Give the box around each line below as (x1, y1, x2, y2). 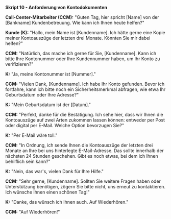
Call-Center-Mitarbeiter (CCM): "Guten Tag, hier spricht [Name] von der (5, 14, 159, 20)
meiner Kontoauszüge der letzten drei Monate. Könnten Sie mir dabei (5, 35, 151, 41)
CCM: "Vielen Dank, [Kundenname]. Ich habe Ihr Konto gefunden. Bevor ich (5, 81, 165, 87)
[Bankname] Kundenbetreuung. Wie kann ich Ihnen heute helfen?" (5, 20, 144, 26)
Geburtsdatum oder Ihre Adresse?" (5, 92, 79, 98)
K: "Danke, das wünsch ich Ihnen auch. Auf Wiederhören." (5, 199, 129, 205)
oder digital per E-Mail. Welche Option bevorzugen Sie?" (5, 123, 124, 128)
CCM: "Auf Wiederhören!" (5, 209, 60, 215)
